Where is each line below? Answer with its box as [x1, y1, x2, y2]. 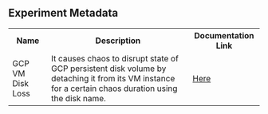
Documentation [194, 29, 254, 41]
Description [95, 35, 141, 46]
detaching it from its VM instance [51, 73, 175, 84]
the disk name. [51, 92, 106, 104]
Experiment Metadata [8, 6, 118, 20]
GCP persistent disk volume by [51, 63, 167, 74]
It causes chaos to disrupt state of [51, 53, 179, 64]
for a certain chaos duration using [51, 83, 178, 94]
